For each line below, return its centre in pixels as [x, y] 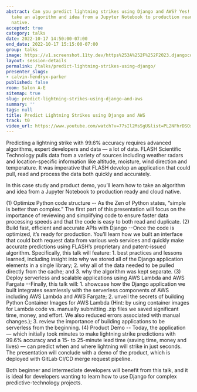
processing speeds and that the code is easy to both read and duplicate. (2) [98, 222]
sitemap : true [23, 93]
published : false [27, 83]
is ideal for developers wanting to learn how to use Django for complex [91, 376]
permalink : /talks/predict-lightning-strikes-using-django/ [81, 66]
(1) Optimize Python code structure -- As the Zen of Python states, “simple [96, 203]
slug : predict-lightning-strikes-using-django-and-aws [74, 99]
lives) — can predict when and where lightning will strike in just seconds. [94, 346]
